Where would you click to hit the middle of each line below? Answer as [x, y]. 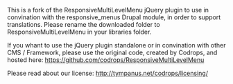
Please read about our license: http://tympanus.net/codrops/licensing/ [107, 73]
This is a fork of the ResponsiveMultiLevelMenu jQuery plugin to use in [108, 10]
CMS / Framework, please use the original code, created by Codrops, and [112, 52]
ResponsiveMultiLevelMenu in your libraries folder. [79, 32]
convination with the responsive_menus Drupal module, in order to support [114, 17]
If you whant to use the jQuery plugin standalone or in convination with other [116, 45]
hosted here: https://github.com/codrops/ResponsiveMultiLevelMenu [106, 60]
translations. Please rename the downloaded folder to [84, 24]
